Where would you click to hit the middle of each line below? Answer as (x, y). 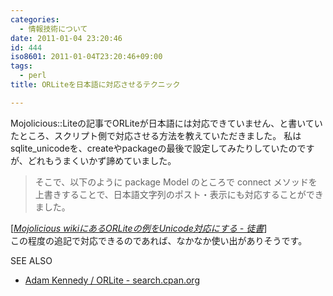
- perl (33, 76)
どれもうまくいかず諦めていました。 (102, 160)
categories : (35, 19)
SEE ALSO (31, 260)
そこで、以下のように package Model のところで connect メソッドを (176, 182)
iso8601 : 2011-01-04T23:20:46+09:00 (86, 57)
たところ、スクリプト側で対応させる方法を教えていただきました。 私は (156, 135)
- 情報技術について (53, 29)
